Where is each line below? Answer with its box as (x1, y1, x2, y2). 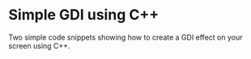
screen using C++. (8, 40, 70, 50)
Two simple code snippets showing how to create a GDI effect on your (8, 32, 243, 42)
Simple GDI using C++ (8, 6, 160, 24)
